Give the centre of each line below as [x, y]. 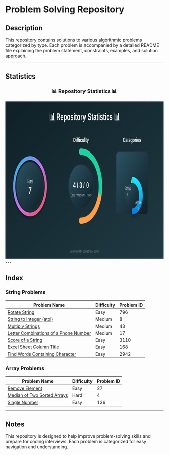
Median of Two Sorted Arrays [38, 395]
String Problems [25, 292]
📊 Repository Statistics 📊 [84, 91]
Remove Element [25, 388]
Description [24, 28]
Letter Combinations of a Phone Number [49, 333]
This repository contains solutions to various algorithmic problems [74, 40]
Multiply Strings [24, 326]
